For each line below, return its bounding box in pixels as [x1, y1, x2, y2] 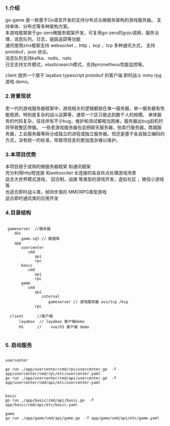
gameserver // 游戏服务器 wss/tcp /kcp [48, 299, 129, 305]
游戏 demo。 [5, 79, 32, 85]
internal [41, 294, 60, 299]
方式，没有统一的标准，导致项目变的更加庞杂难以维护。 [5, 137, 120, 143]
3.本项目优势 [5, 151, 36, 158]
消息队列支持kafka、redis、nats [5, 55, 72, 62]
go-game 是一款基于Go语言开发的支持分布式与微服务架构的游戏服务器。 [5, 17, 156, 23]
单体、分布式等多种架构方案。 [9, 23, 72, 29]
